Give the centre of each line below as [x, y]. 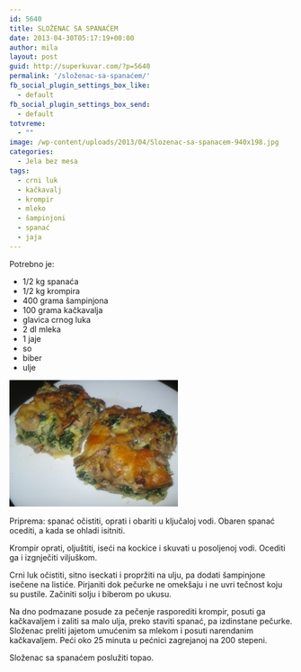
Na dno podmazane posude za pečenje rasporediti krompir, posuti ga [137, 611]
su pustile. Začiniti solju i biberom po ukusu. [91, 594]
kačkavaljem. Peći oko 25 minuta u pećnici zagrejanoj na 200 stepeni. [138, 640]
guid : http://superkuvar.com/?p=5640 [80, 67]
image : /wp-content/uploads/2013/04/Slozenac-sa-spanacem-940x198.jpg [144, 143]
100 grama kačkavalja [62, 309]
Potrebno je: [32, 264]
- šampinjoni [42, 219]
